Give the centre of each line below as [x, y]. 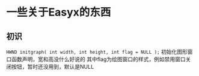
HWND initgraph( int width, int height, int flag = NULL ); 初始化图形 [97, 52]
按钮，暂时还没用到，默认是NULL [53, 67]
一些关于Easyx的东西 [59, 12]
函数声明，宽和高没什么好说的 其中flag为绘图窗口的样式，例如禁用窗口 [98, 59]
